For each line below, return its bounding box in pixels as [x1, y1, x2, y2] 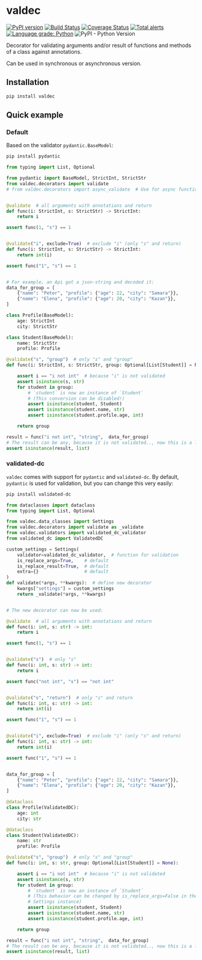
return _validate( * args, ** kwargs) [17, 591, 106, 597]
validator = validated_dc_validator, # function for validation [17, 552, 179, 558]
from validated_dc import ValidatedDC [6, 535, 103, 542]
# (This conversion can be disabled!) [28, 396, 125, 402]
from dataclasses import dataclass [6, 502, 96, 508]
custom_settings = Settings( [6, 546, 79, 552]
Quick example [6, 110, 64, 121]
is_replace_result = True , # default [17, 563, 109, 569]
